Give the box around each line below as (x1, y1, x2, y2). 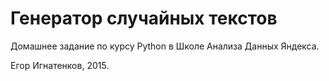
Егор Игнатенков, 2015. (10, 59, 110, 71)
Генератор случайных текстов (10, 7, 278, 30)
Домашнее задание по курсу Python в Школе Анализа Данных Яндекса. (10, 40, 320, 52)
